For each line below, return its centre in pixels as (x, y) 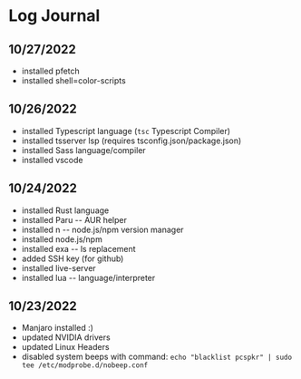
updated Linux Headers (65, 347)
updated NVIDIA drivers (66, 337)
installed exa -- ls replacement (79, 248)
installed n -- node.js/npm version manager (102, 229)
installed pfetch (51, 71)
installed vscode (52, 160)
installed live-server (58, 267)
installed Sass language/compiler (83, 150)
